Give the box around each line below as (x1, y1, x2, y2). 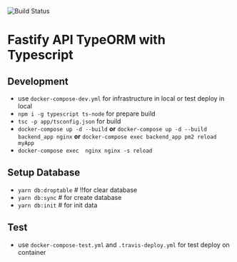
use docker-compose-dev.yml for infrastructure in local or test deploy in (17, 94, 225, 103)
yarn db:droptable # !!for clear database (17, 186, 138, 194)
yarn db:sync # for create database (17, 193, 122, 201)
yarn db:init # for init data (17, 201, 98, 209)
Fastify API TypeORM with (7, 32, 166, 48)
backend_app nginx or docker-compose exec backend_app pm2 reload (17, 132, 217, 141)
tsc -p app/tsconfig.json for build (17, 117, 121, 125)
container (17, 248, 46, 256)
